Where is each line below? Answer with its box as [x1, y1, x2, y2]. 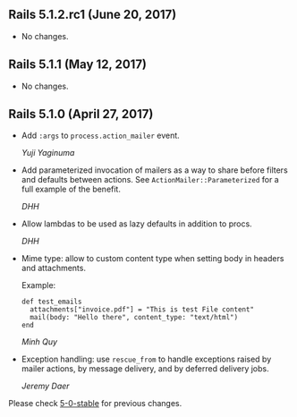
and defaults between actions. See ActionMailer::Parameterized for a [21, 174, 279, 185]
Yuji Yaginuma [21, 148, 75, 158]
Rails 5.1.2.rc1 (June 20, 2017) [8, 7, 177, 22]
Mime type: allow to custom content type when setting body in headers [21, 253, 284, 264]
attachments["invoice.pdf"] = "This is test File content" [30, 305, 255, 314]
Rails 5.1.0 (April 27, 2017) [8, 106, 154, 122]
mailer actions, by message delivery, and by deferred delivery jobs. [21, 363, 269, 374]
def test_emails [21, 297, 82, 307]
